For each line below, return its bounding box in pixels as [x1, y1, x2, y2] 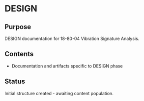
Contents [4, 50, 34, 58]
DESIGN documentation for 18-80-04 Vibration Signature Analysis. [4, 35, 140, 41]
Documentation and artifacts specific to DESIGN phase [11, 63, 123, 69]
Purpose [4, 23, 31, 31]
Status [4, 77, 26, 86]
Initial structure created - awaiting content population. [4, 90, 114, 96]
